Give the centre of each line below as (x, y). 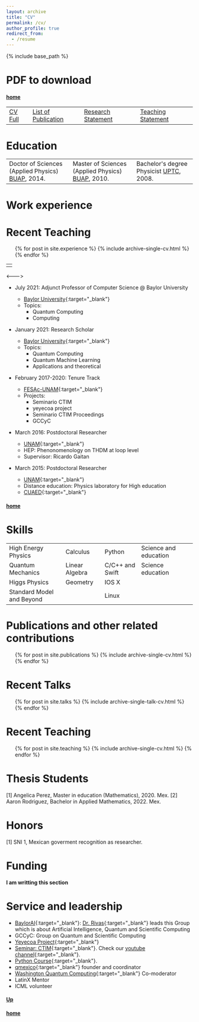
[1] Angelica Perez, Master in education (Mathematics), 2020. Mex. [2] (92, 795)
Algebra (76, 572)
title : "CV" (21, 17)
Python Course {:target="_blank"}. (56, 961)
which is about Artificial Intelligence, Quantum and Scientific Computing (102, 929)
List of (41, 112)
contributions (40, 638)
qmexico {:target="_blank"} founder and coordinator (78, 967)
